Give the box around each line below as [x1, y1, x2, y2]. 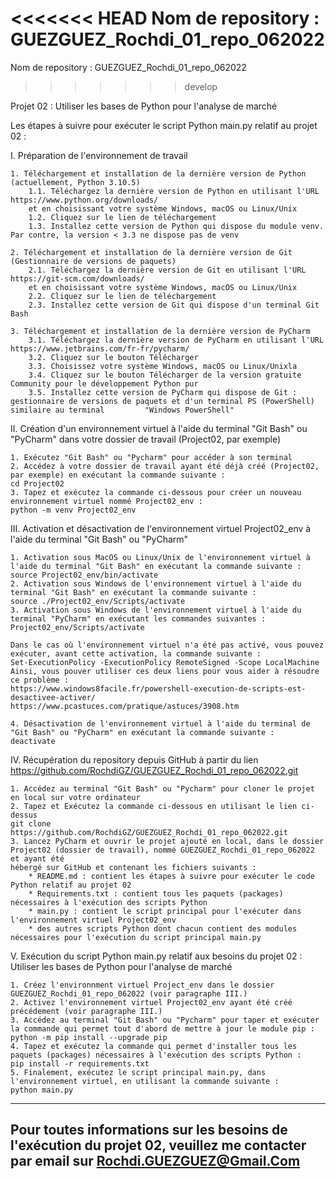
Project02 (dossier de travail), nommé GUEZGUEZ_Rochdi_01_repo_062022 [10, 845, 315, 855]
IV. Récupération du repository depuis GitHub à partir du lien [10, 753, 259, 766]
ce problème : [10, 675, 70, 685]
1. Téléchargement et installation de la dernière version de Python [10, 168, 307, 179]
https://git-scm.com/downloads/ [10, 273, 145, 284]
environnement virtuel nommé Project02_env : [10, 496, 203, 506]
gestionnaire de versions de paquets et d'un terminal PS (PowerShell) [10, 396, 315, 406]
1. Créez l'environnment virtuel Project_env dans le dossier [10, 980, 275, 990]
